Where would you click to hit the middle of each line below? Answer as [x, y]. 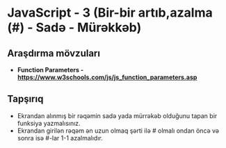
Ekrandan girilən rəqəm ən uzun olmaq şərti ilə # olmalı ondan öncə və [118, 131]
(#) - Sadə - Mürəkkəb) [74, 27]
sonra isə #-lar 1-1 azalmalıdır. [60, 138]
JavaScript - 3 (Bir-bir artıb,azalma [110, 13]
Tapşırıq [25, 99]
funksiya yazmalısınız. [49, 123]
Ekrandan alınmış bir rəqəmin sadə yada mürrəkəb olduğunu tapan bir [117, 115]
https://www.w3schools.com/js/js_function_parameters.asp [107, 77]
